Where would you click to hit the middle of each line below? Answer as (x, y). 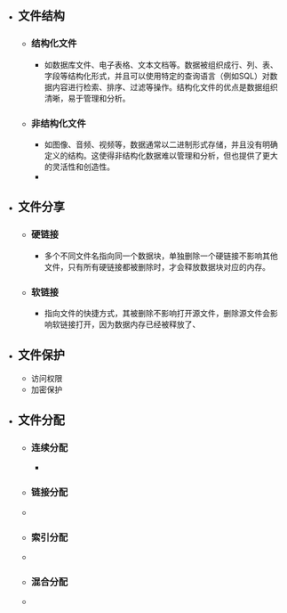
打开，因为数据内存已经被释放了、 (138, 324)
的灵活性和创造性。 (80, 167)
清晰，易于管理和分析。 (87, 98)
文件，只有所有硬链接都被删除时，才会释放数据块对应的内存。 (157, 266)
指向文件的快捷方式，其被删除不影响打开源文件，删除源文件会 (157, 313)
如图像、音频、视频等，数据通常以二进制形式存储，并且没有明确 (161, 144)
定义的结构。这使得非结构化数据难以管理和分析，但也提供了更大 (161, 155)
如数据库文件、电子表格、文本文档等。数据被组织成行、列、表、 (161, 64)
